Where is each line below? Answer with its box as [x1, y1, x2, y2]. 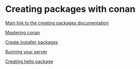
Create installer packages [5, 39, 58, 45]
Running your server [5, 49, 48, 55]
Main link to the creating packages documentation [5, 20, 109, 26]
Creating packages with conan [5, 3, 135, 15]
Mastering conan [5, 29, 40, 35]
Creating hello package [5, 58, 54, 64]
